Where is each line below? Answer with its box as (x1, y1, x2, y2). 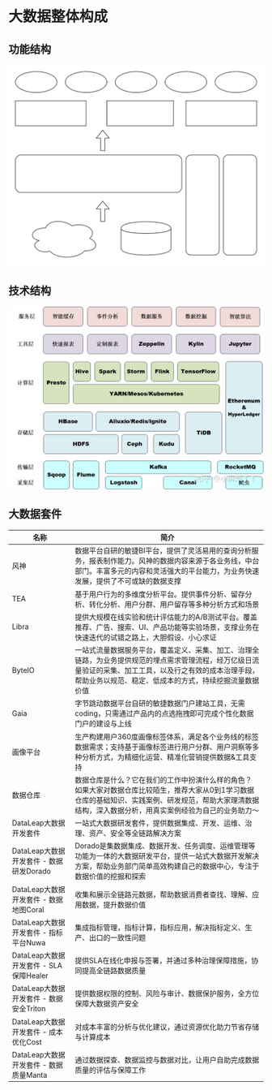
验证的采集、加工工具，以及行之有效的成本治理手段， (82, 666, 260, 675)
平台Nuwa (11, 937, 46, 947)
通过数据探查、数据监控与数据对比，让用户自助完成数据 (74, 1054, 260, 1064)
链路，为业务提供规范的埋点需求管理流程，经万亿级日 (74, 655, 253, 666)
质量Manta (11, 1070, 48, 1079)
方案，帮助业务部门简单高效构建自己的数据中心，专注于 (74, 861, 260, 871)
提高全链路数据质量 (82, 966, 147, 976)
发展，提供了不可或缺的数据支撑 (74, 576, 182, 586)
